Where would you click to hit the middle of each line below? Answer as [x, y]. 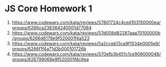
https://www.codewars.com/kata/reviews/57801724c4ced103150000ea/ [86, 22]
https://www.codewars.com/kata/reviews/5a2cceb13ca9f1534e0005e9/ [86, 43]
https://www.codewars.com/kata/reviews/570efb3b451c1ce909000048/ [86, 54]
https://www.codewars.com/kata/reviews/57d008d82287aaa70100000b [86, 33]
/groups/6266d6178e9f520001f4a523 [51, 38]
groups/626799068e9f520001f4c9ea [50, 59]
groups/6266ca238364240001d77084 [52, 27]
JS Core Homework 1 [49, 9]
